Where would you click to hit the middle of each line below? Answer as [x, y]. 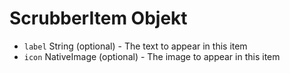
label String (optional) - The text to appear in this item [135, 46]
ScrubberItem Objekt [98, 18]
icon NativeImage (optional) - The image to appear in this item [152, 56]
